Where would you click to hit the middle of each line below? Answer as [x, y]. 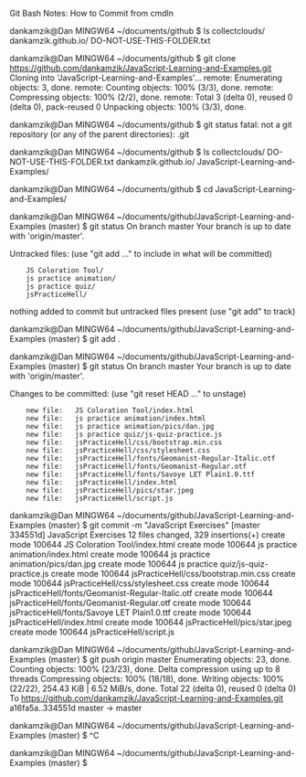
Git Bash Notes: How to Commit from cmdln [91, 13]
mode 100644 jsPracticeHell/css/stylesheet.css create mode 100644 [139, 583]
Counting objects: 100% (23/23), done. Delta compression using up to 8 [145, 669]
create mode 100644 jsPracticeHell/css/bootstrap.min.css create [173, 574]
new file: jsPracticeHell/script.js [100, 498]
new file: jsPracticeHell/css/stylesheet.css [118, 451]
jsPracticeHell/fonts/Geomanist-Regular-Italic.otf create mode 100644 [142, 593]
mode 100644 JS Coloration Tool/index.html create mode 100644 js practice [153, 544]
